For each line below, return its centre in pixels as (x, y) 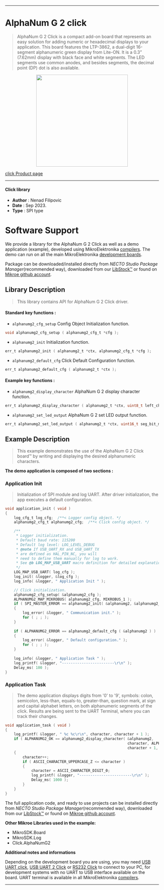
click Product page (24, 173)
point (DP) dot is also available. (48, 68)
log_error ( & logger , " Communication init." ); (72, 613)
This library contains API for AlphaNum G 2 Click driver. (73, 302)
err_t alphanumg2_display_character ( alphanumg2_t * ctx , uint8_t (74, 406)
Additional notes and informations (40, 852)
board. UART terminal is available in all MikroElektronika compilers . (72, 877)
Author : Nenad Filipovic (37, 200)
